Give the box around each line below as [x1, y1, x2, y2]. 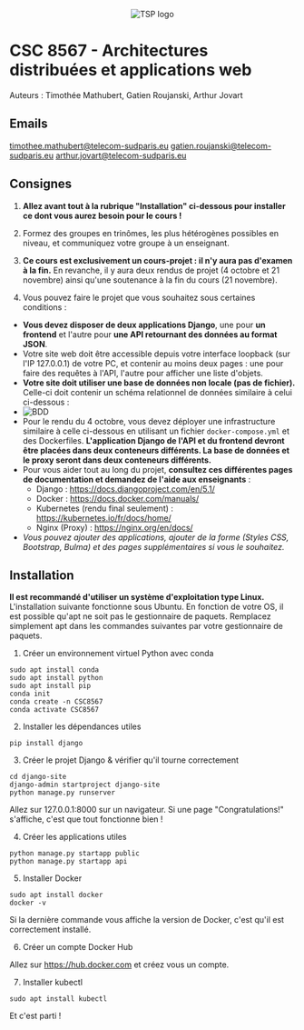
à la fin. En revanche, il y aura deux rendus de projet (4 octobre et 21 [22, 265, 279, 275]
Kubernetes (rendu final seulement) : [35, 503, 174, 514]
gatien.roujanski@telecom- [171, 140, 272, 151]
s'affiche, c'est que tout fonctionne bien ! [9, 814, 163, 825]
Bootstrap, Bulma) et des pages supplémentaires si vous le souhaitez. [22, 541, 285, 552]
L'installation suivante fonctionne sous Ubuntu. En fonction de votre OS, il [9, 601, 284, 613]
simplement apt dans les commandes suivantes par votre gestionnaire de [9, 621, 283, 632]
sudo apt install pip [9, 682, 92, 691]
